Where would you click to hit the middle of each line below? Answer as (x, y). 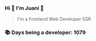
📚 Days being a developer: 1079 (45, 32)
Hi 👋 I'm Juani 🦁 (24, 8)
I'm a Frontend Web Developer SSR (54, 19)
